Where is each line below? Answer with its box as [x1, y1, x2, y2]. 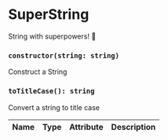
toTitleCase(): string [8, 87, 95, 96]
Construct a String [8, 67, 68, 76]
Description [111, 121, 156, 132]
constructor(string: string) [8, 51, 120, 60]
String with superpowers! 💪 [8, 31, 97, 41]
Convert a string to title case [8, 102, 100, 112]
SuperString [8, 6, 89, 24]
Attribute [69, 121, 104, 132]
